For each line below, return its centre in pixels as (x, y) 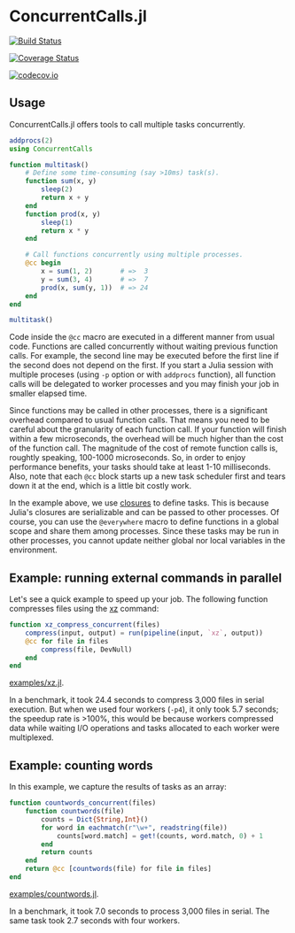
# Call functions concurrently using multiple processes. (134, 255)
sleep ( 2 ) (57, 189)
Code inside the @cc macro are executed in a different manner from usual (142, 337)
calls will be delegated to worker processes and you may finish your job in (144, 384)
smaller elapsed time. (48, 393)
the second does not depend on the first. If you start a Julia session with (141, 366)
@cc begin (43, 263)
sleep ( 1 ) (57, 222)
